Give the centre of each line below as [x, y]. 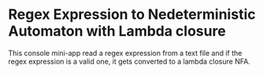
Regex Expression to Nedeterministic [132, 15]
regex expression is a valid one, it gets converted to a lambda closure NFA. [129, 61]
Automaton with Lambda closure [117, 31]
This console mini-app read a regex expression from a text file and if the [125, 53]
